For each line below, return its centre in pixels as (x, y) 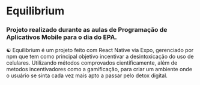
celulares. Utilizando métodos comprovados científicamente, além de (92, 63)
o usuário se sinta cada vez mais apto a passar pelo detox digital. (87, 75)
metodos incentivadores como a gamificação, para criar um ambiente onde (99, 69)
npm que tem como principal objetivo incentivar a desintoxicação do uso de (100, 57)
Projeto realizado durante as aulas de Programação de (87, 30)
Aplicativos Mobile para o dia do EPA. (62, 37)
